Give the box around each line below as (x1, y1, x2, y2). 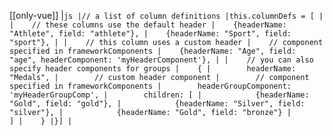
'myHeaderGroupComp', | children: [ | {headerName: (9, 90, 310, 100)
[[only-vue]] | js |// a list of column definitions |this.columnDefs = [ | (9, 10, 324, 21)
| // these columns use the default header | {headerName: (9, 20, 287, 30)
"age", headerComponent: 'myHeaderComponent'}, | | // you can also (9, 55, 314, 65)
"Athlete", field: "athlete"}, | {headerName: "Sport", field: (9, 29, 292, 39)
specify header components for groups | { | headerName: (9, 64, 297, 74)
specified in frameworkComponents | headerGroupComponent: (9, 81, 292, 91)
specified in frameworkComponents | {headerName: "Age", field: (9, 46, 297, 56)
